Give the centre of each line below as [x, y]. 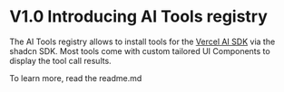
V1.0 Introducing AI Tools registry [138, 17]
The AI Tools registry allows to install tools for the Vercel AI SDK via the [142, 41]
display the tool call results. [60, 60]
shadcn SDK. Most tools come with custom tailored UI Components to [140, 51]
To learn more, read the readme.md [76, 78]
